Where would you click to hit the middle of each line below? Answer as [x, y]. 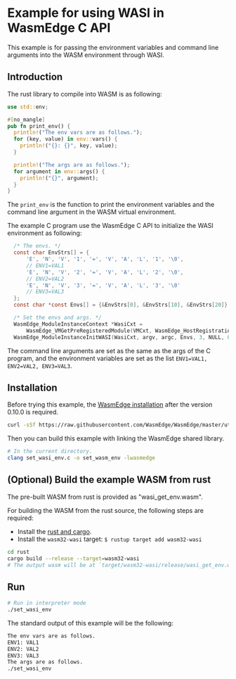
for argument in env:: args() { [59, 171]
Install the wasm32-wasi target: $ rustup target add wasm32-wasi [110, 539]
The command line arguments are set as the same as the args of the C [109, 350]
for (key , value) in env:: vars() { [66, 139]
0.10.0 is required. [33, 412]
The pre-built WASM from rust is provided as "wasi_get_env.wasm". [105, 497]
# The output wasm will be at [52, 565]
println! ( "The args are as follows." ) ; [72, 165]
